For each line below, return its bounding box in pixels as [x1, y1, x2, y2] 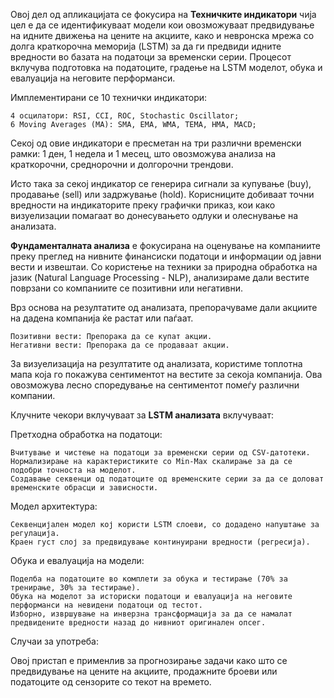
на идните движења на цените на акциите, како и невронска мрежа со [10, 30, 315, 41]
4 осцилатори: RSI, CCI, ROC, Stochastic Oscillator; [10, 111, 240, 121]
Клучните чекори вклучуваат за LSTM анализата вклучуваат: [10, 409, 274, 421]
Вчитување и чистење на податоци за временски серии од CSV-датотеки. [10, 448, 311, 458]
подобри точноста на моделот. [10, 465, 137, 475]
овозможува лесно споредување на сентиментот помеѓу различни [10, 379, 300, 391]
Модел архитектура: [10, 500, 98, 512]
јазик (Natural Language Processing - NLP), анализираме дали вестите [10, 272, 310, 283]
